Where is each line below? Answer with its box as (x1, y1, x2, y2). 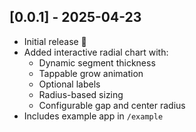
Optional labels (38, 78, 101, 90)
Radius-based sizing (38, 88, 124, 100)
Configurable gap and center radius (38, 99, 186, 111)
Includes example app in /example (23, 110, 164, 122)
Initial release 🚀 (23, 35, 87, 47)
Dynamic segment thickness (38, 56, 156, 69)
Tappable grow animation (38, 67, 144, 79)
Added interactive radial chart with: (23, 46, 169, 58)
